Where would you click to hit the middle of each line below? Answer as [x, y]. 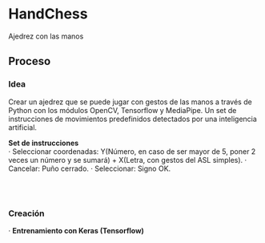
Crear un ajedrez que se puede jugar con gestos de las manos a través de [130, 102]
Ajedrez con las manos [46, 36]
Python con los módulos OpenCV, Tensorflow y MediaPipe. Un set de [122, 110]
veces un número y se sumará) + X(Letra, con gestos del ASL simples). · [128, 160]
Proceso [30, 61]
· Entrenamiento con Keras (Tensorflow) [76, 230]
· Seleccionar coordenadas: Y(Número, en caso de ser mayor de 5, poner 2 [132, 151]
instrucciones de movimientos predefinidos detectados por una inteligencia [133, 119]
